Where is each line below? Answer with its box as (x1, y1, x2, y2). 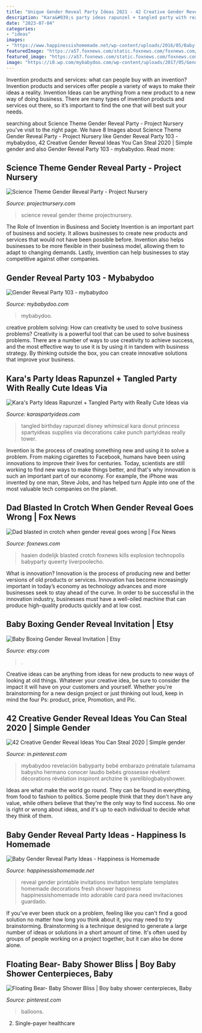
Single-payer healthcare (14, 1020, 75, 1026)
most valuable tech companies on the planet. (6, 485, 118, 492)
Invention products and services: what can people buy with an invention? (6, 76, 188, 83)
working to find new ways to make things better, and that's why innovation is (6, 466, 196, 473)
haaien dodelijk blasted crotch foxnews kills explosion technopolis (20, 551, 185, 559)
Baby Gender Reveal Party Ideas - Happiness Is (6, 830, 186, 840)
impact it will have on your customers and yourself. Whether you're (6, 683, 173, 690)
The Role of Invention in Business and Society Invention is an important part (6, 223, 194, 230)
